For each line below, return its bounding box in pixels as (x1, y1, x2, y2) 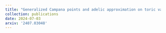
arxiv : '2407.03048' (5, 20, 48, 26)
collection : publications (5, 12, 58, 16)
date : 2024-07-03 (5, 16, 41, 21)
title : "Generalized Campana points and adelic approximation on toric (5, 7, 156, 12)
